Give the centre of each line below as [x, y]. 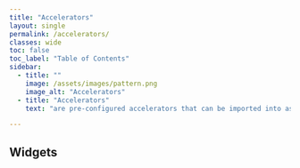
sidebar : [25, 68]
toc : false [29, 51]
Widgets [33, 152]
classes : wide [36, 42]
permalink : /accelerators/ [59, 34]
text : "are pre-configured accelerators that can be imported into [153, 108]
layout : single [37, 26]
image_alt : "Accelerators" [75, 92]
